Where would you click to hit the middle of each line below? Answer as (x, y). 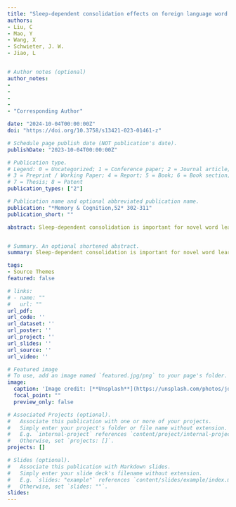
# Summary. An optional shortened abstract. (73, 246)
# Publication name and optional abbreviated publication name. (103, 201)
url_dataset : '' (31, 324)
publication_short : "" (40, 214)
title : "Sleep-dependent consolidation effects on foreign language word (118, 14)
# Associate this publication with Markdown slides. (89, 467)
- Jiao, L (22, 54)
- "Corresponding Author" (45, 111)
